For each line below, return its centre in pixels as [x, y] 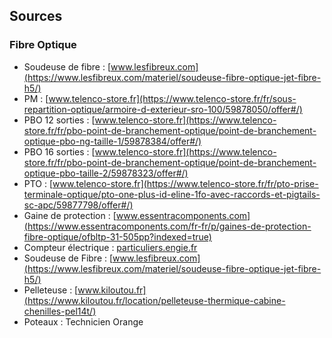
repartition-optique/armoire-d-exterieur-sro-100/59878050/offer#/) [163, 109]
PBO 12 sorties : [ [59, 120]
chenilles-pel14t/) [60, 311]
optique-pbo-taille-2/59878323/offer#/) [106, 173]
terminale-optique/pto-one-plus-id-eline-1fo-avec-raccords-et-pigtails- [172, 194]
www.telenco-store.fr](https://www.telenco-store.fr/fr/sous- [172, 98]
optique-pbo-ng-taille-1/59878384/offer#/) [112, 141]
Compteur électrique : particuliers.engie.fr [110, 247]
